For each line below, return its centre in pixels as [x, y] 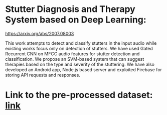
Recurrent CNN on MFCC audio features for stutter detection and [72, 54]
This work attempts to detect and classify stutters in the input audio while [81, 43]
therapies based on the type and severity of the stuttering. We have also [80, 64]
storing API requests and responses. [43, 75]
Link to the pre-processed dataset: [79, 95]
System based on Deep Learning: [76, 20]
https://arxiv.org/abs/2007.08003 [40, 33]
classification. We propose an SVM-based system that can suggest [75, 59]
